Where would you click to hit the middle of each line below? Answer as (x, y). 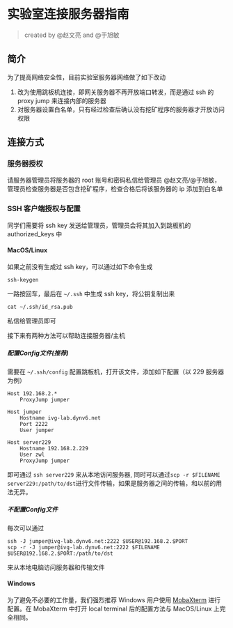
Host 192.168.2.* (32, 393)
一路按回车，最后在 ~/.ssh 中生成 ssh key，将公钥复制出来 (91, 293)
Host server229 (29, 442)
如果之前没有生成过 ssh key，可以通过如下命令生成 (80, 266)
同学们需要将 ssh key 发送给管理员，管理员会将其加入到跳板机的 (99, 225)
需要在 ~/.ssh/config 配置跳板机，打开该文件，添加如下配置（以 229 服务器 (116, 372)
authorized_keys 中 (35, 233)
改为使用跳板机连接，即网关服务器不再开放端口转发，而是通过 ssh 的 (115, 92)
